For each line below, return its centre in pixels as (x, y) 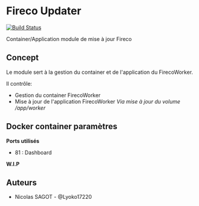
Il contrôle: (19, 83)
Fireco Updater (44, 11)
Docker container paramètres (62, 127)
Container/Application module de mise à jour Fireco (69, 39)
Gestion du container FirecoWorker (58, 95)
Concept (23, 58)
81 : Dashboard (33, 152)
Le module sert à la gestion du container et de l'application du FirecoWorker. (99, 72)
